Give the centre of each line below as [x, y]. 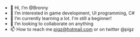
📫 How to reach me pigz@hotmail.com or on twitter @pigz [72, 29]
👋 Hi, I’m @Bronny [29, 8]
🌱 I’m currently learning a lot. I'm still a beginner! [61, 18]
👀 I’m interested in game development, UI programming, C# [72, 13]
